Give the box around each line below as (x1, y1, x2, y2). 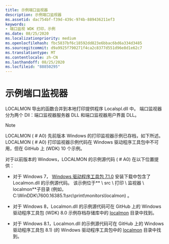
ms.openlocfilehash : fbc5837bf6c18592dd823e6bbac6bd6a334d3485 (5, 41, 143, 46)
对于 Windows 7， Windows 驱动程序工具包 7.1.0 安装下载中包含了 (12, 174, 151, 180)
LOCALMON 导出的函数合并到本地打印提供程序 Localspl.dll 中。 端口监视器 (5, 105, 162, 112)
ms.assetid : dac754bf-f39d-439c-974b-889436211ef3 (5, 17, 115, 22)
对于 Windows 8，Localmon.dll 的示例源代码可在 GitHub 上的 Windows (12, 203, 161, 209)
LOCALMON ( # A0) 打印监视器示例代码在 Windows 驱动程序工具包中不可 (5, 139, 159, 145)
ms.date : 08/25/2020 (5, 31, 49, 36)
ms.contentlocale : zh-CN (5, 55, 58, 60)
